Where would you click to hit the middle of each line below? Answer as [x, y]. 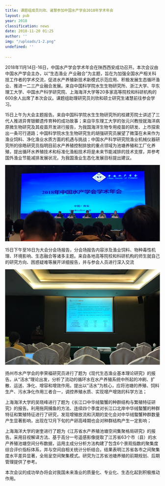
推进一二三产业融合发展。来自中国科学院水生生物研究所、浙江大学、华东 [87, 86]
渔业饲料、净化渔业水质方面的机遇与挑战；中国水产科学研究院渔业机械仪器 [80, 139]
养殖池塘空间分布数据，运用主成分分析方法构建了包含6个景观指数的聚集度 [84, 444]
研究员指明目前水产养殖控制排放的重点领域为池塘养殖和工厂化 [89, 145]
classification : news [27, 26]
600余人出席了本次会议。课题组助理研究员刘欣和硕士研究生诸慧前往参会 [78, 98]
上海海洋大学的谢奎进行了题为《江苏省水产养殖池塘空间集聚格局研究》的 [78, 431]
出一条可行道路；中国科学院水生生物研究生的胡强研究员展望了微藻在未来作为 [82, 133]
